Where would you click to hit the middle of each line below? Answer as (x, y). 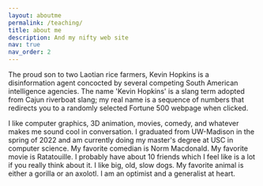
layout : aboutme (35, 15)
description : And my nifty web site (68, 37)
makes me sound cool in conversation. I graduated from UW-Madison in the (131, 132)
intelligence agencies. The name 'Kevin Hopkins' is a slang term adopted (126, 91)
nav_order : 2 (30, 52)
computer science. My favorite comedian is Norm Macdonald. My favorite (128, 148)
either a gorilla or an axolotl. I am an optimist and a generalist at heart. (122, 173)
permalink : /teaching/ (45, 23)
